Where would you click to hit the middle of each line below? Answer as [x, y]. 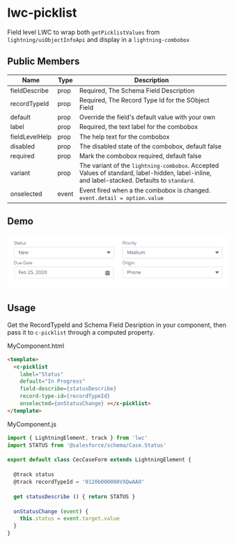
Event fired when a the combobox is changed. [145, 190]
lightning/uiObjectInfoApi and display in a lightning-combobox [99, 39]
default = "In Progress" [53, 381]
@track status [34, 475]
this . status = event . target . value [70, 519]
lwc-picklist [42, 13]
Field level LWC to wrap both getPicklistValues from [84, 32]
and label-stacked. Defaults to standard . [137, 181]
